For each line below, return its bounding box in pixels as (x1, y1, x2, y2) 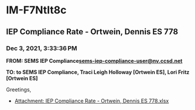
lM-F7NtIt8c (6, 3, 67, 17)
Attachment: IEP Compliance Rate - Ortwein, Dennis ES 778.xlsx (14, 97, 169, 104)
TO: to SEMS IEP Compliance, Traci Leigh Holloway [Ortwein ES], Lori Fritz (6, 68, 190, 76)
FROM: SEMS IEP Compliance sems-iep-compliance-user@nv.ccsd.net (6, 57, 183, 64)
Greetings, (6, 86, 32, 93)
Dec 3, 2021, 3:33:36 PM (6, 44, 77, 52)
